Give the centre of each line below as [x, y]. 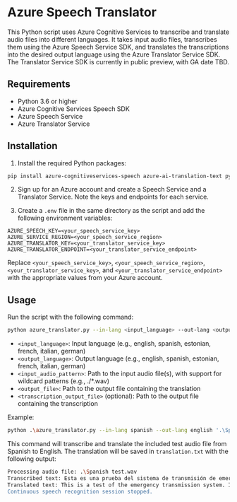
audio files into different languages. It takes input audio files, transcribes [112, 39]
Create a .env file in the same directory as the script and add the [111, 211]
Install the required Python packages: [72, 163]
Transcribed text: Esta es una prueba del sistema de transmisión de [112, 478]
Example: [21, 417]
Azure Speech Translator [82, 12]
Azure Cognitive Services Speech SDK [74, 109]
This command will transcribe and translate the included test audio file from [117, 444]
